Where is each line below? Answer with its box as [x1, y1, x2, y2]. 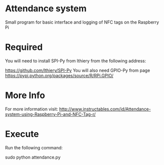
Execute [5, 129, 39, 139]
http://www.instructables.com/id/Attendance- [59, 106, 151, 112]
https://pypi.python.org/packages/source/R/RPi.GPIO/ [5, 72, 114, 79]
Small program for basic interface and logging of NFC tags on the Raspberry [5, 19, 159, 25]
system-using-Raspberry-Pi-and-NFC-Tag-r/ [5, 111, 96, 117]
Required [5, 42, 43, 53]
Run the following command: [5, 144, 63, 150]
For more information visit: [5, 106, 58, 112]
